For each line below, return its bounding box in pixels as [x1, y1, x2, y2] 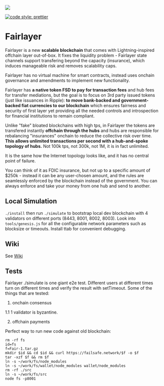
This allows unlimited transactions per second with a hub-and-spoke [5, 138, 148, 144]
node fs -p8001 [5, 376, 36, 381]
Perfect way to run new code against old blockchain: [5, 328, 111, 334]
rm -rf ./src [5, 368, 32, 373]
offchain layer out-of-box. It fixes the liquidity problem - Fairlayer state [5, 52, 147, 58]
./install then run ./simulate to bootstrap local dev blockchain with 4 [5, 210, 148, 216]
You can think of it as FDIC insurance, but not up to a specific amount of [5, 167, 151, 173]
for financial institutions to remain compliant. [5, 113, 95, 119]
